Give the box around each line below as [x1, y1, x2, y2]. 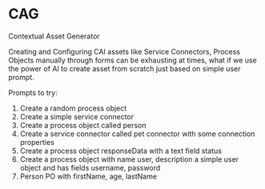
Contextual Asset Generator [8, 31, 100, 41]
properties [19, 137, 54, 147]
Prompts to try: [8, 87, 58, 97]
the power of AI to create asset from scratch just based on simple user [8, 63, 241, 73]
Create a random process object [19, 103, 127, 113]
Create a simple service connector [19, 111, 135, 121]
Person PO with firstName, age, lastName [19, 171, 158, 181]
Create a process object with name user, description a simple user [19, 154, 239, 164]
